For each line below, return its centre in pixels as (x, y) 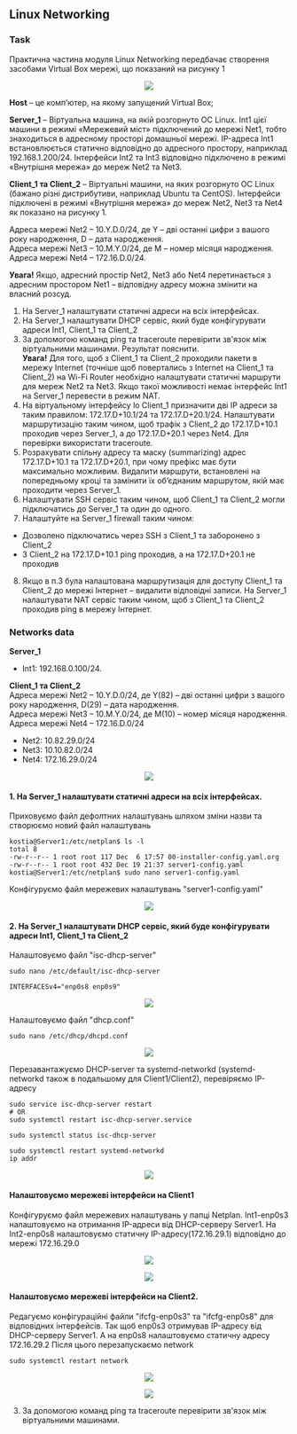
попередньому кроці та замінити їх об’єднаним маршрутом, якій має (153, 480)
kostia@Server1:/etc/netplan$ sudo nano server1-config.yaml (125, 873)
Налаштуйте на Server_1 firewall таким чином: (108, 518)
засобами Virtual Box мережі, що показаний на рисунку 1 (117, 68)
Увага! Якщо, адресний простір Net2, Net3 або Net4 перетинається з (141, 275)
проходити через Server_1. (72, 490)
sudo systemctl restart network (69, 1360)
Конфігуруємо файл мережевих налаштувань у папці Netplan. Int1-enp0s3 (149, 1215)
